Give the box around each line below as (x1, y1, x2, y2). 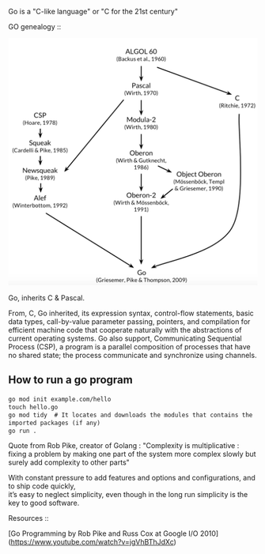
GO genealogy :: (8, 22, 62, 31)
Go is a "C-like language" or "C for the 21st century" (8, 7, 178, 16)
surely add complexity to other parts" (8, 458, 131, 467)
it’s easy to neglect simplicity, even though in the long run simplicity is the (8, 489, 248, 499)
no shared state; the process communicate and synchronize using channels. (8, 351, 257, 360)
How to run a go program (8, 373, 133, 386)
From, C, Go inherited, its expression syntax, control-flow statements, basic (8, 308, 255, 318)
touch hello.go (8, 403, 59, 411)
